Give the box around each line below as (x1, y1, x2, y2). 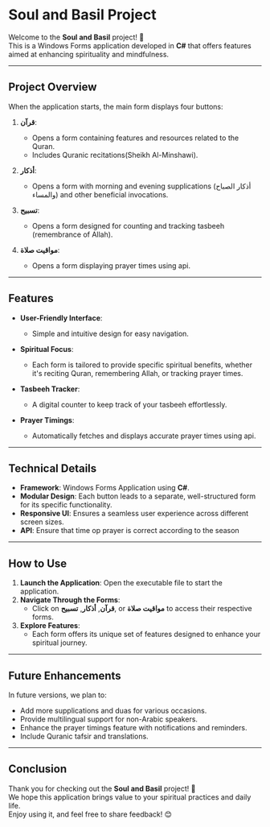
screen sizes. (19, 517, 64, 527)
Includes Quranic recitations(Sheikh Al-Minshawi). (31, 150, 198, 159)
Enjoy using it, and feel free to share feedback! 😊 (8, 809, 173, 819)
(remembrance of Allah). (31, 229, 113, 239)
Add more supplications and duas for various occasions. (19, 706, 207, 715)
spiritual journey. (31, 638, 88, 647)
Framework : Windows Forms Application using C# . (19, 483, 190, 493)
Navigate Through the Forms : (19, 595, 121, 605)
